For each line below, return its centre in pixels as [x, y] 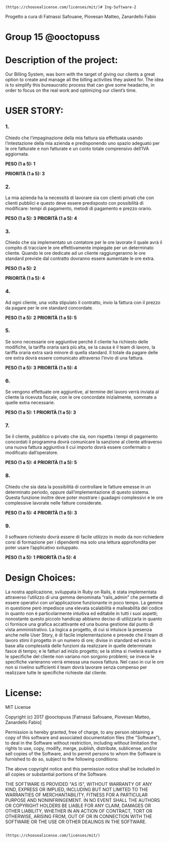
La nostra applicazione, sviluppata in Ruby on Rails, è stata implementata [81, 592]
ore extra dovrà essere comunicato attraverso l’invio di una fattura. [74, 358]
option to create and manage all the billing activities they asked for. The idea [84, 80]
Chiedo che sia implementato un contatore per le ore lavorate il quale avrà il [84, 242]
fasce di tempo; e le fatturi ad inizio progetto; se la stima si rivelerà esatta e [83, 651]
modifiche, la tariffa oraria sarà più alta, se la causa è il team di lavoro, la [80, 347]
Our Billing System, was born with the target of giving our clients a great [80, 74]
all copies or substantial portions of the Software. [56, 774]
